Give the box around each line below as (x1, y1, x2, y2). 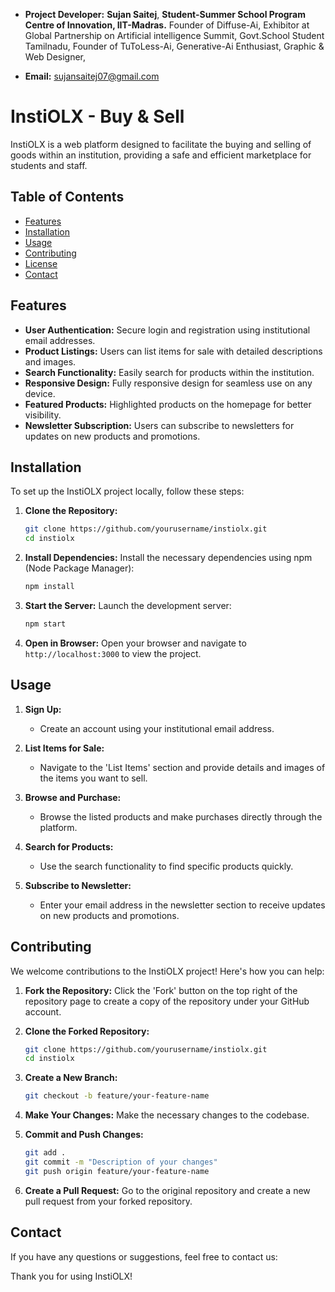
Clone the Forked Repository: (24, 1025, 150, 1037)
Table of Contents (10, 189, 125, 206)
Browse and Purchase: (24, 791, 122, 803)
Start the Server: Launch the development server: (24, 600, 232, 611)
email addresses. (24, 334, 96, 346)
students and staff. (10, 159, 88, 171)
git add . (24, 1148, 67, 1158)
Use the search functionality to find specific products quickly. (39, 860, 294, 872)
